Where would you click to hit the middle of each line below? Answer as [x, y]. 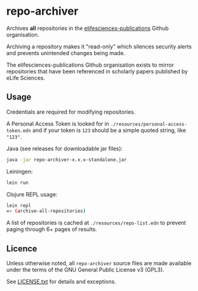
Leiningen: [20, 171]
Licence [22, 249]
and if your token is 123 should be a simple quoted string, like [109, 130]
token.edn [19, 131]
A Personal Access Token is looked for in [58, 123]
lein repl [19, 205]
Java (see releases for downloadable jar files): [64, 149]
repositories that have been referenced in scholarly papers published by [97, 71]
